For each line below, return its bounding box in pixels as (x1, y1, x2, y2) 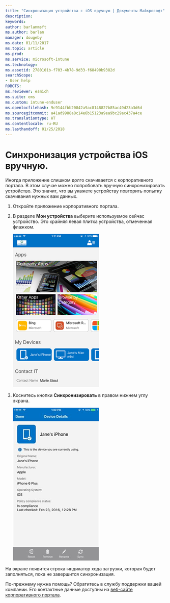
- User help (5, 78, 31, 84)
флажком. (12, 223, 35, 230)
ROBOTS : (5, 84, 22, 89)
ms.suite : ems (5, 94, 36, 99)
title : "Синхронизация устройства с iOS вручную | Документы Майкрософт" (5, 8, 165, 13)
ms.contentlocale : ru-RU (5, 121, 58, 127)
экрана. (12, 397, 30, 404)
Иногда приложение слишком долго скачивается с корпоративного (5, 177, 154, 183)
